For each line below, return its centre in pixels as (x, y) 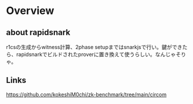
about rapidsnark (38, 32)
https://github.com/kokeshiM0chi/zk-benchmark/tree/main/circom (87, 94)
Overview (30, 11)
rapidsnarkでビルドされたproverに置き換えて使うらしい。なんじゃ (96, 54)
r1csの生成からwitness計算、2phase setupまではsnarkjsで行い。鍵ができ (94, 47)
